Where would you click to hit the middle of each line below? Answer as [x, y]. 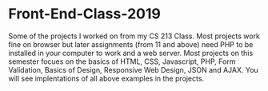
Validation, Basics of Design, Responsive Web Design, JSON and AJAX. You [133, 69]
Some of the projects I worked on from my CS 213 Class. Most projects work [134, 36]
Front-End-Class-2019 [85, 14]
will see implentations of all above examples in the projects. [106, 78]
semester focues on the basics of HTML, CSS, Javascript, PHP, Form [122, 61]
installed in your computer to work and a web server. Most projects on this [131, 53]
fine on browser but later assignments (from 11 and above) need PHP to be [131, 44]
